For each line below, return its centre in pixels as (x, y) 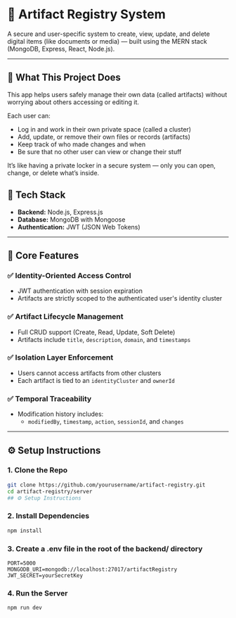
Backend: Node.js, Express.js (60, 212)
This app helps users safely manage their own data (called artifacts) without (117, 94)
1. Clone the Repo (38, 470)
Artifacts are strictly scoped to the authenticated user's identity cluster (120, 298)
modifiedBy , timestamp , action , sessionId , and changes (106, 422)
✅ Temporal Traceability (50, 398)
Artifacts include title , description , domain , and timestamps (104, 339)
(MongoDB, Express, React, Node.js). (61, 49)
